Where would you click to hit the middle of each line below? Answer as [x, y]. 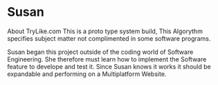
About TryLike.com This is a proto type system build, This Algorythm [105, 31]
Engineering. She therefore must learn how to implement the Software [107, 59]
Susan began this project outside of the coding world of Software [100, 52]
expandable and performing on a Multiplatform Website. [87, 74]
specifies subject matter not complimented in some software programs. [109, 38]
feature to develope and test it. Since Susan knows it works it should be [109, 66]
